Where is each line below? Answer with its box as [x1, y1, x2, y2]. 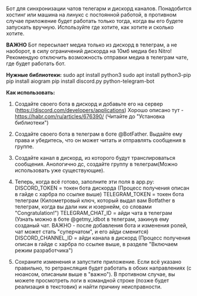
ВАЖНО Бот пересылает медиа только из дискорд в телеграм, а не [6, 41, 178, 48]
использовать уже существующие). [14, 167, 105, 174]
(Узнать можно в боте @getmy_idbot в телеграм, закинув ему [14, 216, 169, 223]
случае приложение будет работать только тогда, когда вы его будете [6, 18, 183, 24]
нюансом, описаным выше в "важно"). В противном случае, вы [14, 271, 175, 278]
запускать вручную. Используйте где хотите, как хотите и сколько [6, 23, 174, 31]
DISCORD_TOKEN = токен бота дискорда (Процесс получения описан [14, 184, 190, 191]
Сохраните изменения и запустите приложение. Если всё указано [14, 258, 182, 265]
